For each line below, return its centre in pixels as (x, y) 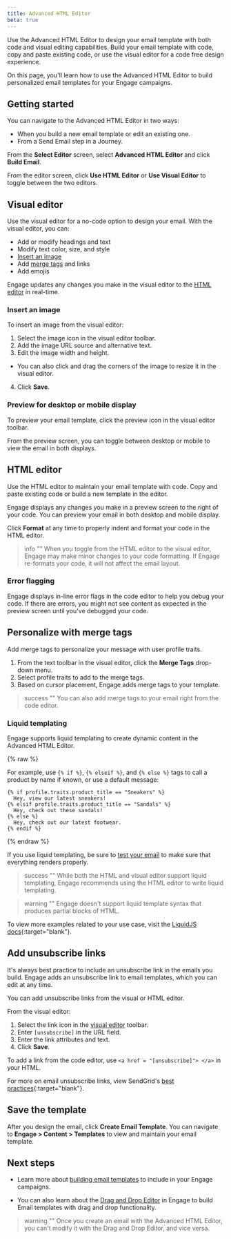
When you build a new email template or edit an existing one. (104, 134)
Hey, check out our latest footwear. (68, 823)
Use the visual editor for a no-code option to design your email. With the (110, 221)
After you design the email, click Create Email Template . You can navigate (113, 1126)
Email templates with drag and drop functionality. (87, 1208)
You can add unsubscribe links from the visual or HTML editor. (96, 998)
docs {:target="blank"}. (40, 931)
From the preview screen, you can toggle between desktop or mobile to (109, 441)
